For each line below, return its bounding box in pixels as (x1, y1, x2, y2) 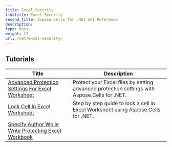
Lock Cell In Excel (8, 103, 51, 110)
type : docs (5, 27, 29, 32)
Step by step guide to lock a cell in (72, 100, 155, 107)
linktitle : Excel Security (5, 12, 63, 17)
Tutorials (5, 55, 34, 64)
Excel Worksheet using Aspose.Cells (72, 106, 161, 113)
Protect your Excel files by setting (72, 79, 154, 86)
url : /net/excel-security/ (5, 36, 63, 41)
